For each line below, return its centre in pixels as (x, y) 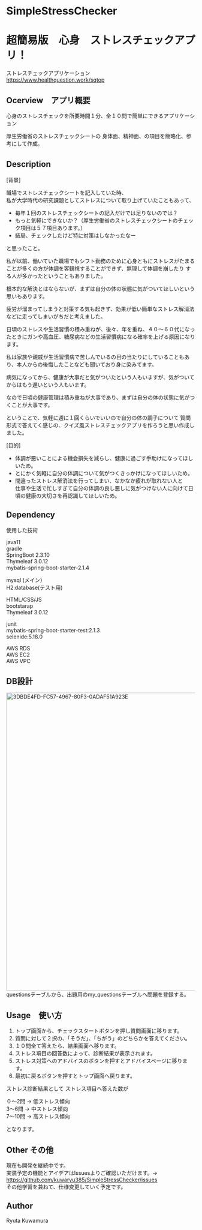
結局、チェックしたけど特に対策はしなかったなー (75, 235)
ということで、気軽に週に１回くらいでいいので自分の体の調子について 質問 (99, 418)
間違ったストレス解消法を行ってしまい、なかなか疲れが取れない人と (99, 481)
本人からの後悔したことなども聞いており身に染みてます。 (87, 364)
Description (28, 164)
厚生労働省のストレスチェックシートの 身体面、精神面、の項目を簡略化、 (96, 136)
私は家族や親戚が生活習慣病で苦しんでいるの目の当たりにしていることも (95, 357)
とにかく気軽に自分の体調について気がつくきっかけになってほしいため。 (104, 473)
